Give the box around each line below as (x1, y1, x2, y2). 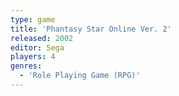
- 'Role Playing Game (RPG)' (19, 71, 141, 81)
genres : (10, 61, 43, 71)
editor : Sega (10, 42, 65, 53)
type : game (10, 14, 56, 25)
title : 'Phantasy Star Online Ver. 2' (10, 24, 172, 34)
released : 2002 (10, 33, 74, 43)
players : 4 (10, 52, 56, 62)
